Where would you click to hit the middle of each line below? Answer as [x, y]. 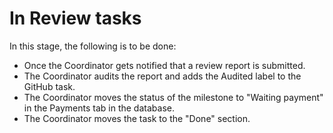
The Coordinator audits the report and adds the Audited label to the [162, 76]
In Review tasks [75, 18]
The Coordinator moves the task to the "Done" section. [137, 118]
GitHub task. [49, 86]
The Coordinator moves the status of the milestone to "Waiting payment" [173, 97]
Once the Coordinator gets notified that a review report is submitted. [164, 65]
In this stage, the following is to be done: [93, 46]
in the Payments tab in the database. [99, 108]
